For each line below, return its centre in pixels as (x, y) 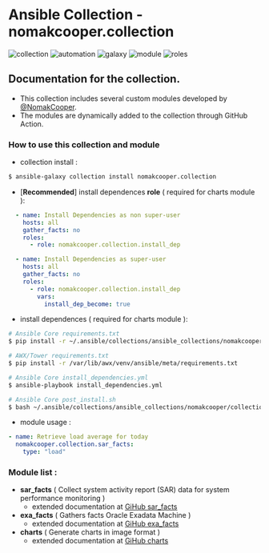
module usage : (46, 423)
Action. (32, 124)
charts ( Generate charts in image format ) (90, 532)
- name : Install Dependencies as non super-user (98, 215)
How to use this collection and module (84, 144)
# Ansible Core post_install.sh (62, 399)
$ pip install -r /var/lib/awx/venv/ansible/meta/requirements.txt (123, 363)
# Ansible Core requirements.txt (64, 334)
